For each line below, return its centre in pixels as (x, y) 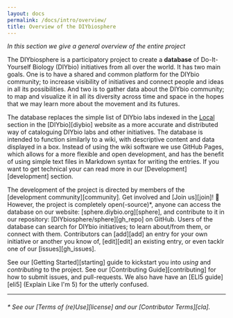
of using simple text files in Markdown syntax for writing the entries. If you (113, 162)
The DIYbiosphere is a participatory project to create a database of (103, 60)
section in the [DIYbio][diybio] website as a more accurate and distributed (113, 125)
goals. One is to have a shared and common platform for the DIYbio (103, 74)
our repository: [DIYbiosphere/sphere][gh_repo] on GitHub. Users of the (110, 219)
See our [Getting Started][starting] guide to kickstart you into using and (109, 262)
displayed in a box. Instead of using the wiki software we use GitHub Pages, (115, 147)
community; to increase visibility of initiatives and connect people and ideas (115, 82)
